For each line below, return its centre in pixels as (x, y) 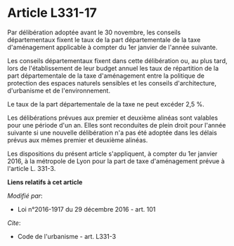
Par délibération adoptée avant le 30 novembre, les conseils (94, 32)
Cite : (14, 223)
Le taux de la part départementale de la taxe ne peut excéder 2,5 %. (106, 104)
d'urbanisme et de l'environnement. (59, 90)
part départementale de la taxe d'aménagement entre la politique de (106, 76)
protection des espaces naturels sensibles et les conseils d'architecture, (112, 83)
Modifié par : (25, 196)
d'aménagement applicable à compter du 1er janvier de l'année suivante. (112, 47)
